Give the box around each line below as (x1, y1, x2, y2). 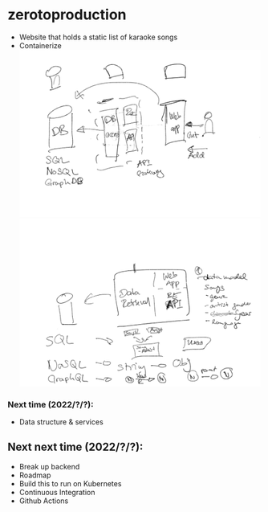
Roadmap (18, 470, 51, 480)
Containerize (18, 40, 62, 50)
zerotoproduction (7, 6, 127, 24)
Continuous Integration (18, 487, 95, 497)
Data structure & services (18, 417, 104, 427)
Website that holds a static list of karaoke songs (18, 32, 178, 42)
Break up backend (18, 461, 80, 471)
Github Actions (18, 496, 69, 506)
